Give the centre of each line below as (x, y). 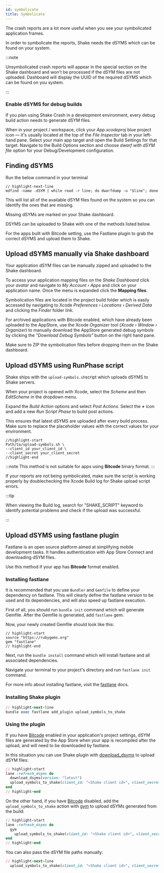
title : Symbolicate (25, 14)
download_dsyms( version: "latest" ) (46, 778)
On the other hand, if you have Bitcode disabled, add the (62, 801)
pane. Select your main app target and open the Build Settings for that (87, 140)
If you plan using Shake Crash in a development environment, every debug (80, 115)
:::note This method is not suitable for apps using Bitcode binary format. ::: (80, 467)
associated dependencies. (32, 660)
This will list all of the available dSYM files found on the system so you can (80, 200)
